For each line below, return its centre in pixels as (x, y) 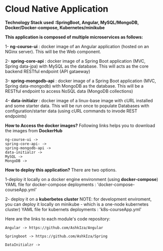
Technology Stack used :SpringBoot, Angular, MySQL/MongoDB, (72, 22)
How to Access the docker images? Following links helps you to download (80, 125)
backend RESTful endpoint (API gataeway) (48, 71)
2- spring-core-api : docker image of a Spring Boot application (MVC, (75, 61)
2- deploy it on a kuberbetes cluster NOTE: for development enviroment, (78, 199)
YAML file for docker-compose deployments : (51, 184)
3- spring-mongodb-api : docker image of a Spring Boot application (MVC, (81, 81)
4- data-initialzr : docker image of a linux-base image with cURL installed (79, 100)
